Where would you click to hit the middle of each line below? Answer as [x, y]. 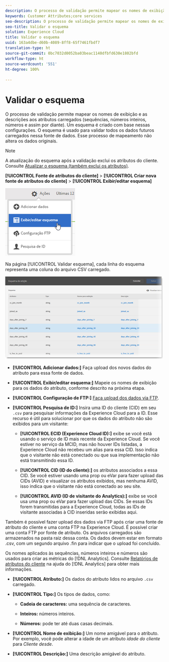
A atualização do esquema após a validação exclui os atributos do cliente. [82, 161]
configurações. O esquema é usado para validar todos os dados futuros [80, 130]
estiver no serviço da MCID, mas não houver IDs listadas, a [81, 444]
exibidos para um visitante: [40, 424]
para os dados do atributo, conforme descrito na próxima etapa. [79, 388]
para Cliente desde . [33, 644]
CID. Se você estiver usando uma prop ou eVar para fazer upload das [92, 475]
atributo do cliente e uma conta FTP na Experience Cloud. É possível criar [81, 527]
